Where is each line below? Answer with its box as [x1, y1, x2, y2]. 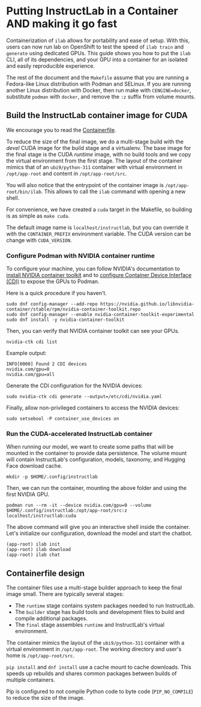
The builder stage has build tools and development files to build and [14, 609, 185, 616]
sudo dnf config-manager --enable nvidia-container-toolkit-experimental [6, 312, 195, 318]
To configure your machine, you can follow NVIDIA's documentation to [6, 265, 180, 272]
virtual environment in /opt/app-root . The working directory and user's [6, 646, 182, 653]
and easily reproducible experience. [6, 62, 95, 70]
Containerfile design [6, 568, 85, 578]
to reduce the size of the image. [6, 694, 85, 702]
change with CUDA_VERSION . [6, 236, 72, 243]
